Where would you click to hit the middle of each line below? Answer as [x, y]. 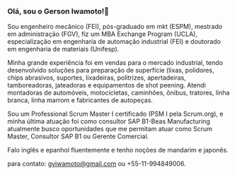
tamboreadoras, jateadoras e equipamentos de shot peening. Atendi [107, 85]
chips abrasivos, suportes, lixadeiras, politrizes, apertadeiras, [97, 78]
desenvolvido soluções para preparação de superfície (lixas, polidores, [111, 71]
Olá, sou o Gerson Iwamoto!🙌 [58, 11]
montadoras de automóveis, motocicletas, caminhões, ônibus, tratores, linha [118, 93]
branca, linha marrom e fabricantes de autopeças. [80, 100]
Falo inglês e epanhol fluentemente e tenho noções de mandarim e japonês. [118, 150]
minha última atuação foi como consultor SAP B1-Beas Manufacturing [109, 121]
